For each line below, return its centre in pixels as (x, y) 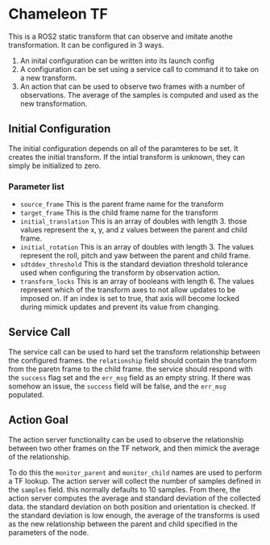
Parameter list (36, 187)
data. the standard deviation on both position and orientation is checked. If (132, 506)
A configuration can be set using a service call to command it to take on (139, 69)
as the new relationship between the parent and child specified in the (123, 524)
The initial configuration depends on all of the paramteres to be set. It (123, 148)
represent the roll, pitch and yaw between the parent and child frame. (135, 256)
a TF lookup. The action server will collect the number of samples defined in (135, 480)
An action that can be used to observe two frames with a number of (133, 86)
